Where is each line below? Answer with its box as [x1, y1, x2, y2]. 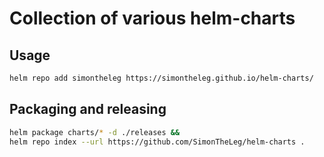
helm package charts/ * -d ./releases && [9, 127, 181, 137]
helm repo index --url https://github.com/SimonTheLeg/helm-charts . [9, 137, 306, 147]
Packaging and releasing [9, 101, 167, 118]
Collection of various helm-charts [9, 7, 296, 30]
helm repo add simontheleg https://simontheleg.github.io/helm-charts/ [9, 73, 314, 83]
